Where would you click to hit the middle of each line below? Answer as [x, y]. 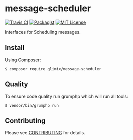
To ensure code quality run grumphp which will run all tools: [66, 96]
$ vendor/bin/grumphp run [32, 105]
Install [15, 48]
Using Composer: [23, 60]
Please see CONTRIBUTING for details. [45, 133]
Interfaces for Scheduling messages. [43, 32]
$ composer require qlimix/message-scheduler [53, 69]
